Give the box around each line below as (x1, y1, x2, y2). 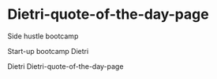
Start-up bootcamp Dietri (7, 46, 89, 56)
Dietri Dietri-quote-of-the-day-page (7, 61, 124, 71)
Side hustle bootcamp (7, 31, 79, 41)
